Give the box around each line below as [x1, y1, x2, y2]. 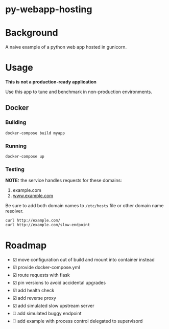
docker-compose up [5, 154, 44, 159]
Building [5, 119, 27, 126]
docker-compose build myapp [5, 130, 65, 136]
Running [5, 142, 27, 149]
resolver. [5, 208, 24, 214]
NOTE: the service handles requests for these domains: [5, 178, 123, 184]
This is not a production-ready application [5, 79, 97, 85]
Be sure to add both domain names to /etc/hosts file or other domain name [5, 203, 164, 209]
